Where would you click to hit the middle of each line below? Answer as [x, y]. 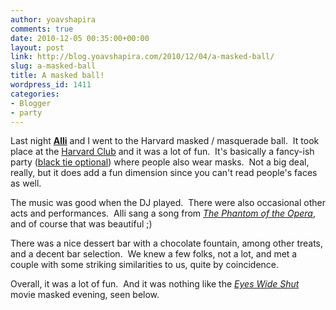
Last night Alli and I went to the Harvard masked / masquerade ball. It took [165, 141]
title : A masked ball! [57, 76]
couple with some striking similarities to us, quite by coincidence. [145, 265]
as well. [26, 183]
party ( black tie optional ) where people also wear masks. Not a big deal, [160, 162]
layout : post [37, 47]
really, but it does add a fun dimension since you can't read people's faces [164, 173]
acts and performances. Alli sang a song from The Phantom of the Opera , [163, 213]
